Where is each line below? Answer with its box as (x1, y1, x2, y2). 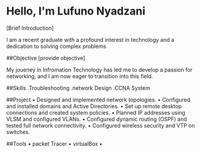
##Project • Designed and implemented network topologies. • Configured (6, 96, 191, 103)
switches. (6, 128, 30, 135)
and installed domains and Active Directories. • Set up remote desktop (6, 102, 182, 110)
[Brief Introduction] (6, 24, 54, 32)
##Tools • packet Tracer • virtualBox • (6, 140, 103, 147)
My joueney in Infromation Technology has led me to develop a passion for (6, 66, 193, 73)
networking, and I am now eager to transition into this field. (6, 72, 153, 80)
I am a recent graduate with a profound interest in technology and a (6, 36, 174, 43)
